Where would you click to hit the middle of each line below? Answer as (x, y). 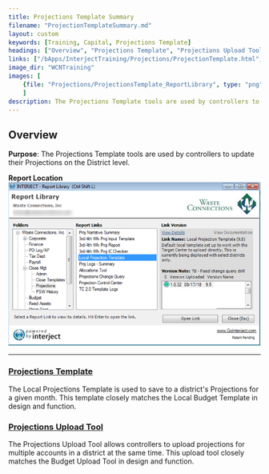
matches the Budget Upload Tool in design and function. (101, 461)
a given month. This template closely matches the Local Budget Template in (133, 397)
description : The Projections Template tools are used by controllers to (134, 101)
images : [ (25, 76)
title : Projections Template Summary (71, 17)
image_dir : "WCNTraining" (51, 68)
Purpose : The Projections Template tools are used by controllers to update (131, 154)
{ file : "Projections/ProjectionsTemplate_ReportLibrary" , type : (132, 84)
